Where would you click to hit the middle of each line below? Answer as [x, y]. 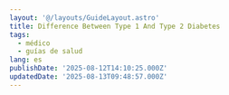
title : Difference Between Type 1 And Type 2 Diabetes [115, 26]
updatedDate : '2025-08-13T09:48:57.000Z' [89, 77]
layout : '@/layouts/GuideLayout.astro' [85, 18]
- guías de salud [50, 52]
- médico [34, 43]
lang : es [26, 60]
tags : [19, 34]
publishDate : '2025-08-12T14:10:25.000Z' [89, 69]
